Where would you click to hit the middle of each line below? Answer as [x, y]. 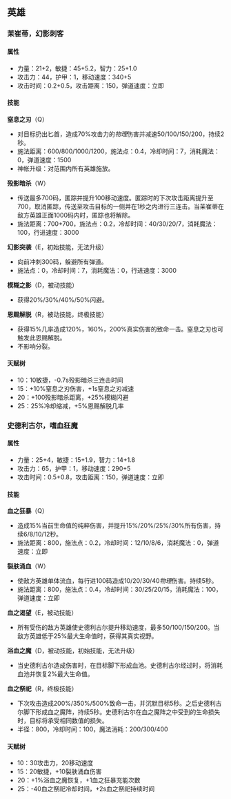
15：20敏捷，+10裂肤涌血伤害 [59, 771]
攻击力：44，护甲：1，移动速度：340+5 [74, 77]
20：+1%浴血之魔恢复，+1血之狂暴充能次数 [79, 780]
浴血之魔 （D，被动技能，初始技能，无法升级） [73, 651]
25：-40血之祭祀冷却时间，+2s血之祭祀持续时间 [86, 789]
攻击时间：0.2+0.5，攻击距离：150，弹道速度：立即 [90, 86]
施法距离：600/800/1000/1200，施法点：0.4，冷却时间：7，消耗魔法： [119, 151]
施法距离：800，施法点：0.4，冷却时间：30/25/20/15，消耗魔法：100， [119, 590]
